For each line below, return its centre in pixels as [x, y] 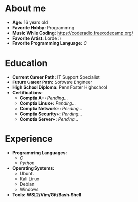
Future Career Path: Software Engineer [52, 82]
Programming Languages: [39, 152]
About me [26, 9]
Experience [29, 139]
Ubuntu [27, 173]
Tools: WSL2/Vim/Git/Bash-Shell [47, 194]
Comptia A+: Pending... [44, 98]
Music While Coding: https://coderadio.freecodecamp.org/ [72, 33]
